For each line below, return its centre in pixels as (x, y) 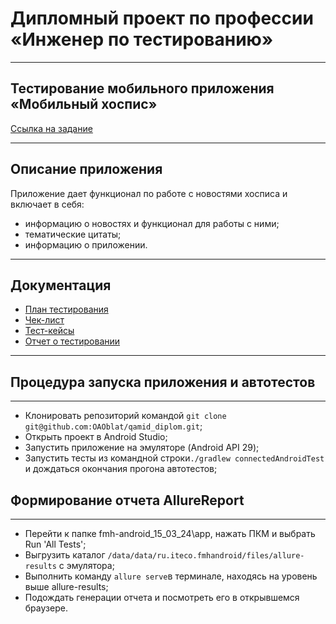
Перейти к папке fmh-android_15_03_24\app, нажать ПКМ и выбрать (170, 533)
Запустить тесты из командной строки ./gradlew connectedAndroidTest (174, 458)
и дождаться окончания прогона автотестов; (121, 469)
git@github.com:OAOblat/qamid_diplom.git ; (113, 426)
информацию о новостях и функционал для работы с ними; (152, 223)
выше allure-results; (66, 586)
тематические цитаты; (73, 234)
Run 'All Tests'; (55, 544)
